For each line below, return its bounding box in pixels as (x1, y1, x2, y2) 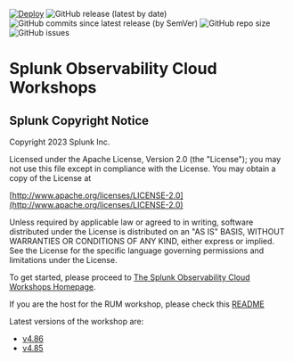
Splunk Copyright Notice (9, 112, 150, 128)
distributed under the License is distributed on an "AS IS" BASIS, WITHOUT (9, 226, 285, 236)
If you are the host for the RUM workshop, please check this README (9, 299, 265, 309)
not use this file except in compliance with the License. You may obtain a (9, 163, 276, 174)
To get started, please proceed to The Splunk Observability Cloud (9, 272, 251, 283)
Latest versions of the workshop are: (9, 317, 144, 326)
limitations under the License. (9, 255, 118, 265)
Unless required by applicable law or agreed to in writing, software (9, 217, 254, 227)
